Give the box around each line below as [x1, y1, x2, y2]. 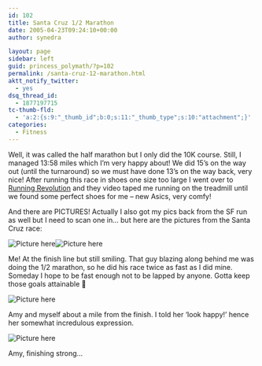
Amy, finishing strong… [8, 348, 83, 358]
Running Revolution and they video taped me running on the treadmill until [8, 183, 249, 193]
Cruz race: [8, 224, 42, 233]
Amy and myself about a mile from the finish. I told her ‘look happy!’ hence [8, 309, 249, 319]
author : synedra [8, 33, 61, 42]
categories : [8, 121, 47, 129]
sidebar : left [8, 55, 55, 63]
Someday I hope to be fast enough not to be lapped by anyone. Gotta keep [8, 271, 250, 280]
